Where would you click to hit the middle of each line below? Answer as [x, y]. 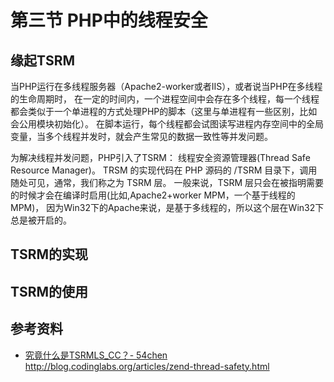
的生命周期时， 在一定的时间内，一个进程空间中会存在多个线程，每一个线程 [165, 99]
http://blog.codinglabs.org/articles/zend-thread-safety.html [147, 366]
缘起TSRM [43, 60]
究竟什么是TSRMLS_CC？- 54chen [96, 355]
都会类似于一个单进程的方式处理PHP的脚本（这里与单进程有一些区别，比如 [164, 111]
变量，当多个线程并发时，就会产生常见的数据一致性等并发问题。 [141, 136]
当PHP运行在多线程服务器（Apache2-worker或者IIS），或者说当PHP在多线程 [166, 86]
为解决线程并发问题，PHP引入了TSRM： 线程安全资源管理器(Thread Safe [160, 157]
